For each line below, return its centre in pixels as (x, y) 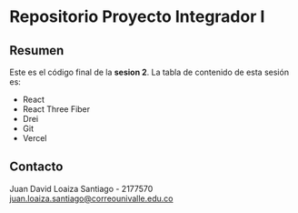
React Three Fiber (56, 109)
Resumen (37, 51)
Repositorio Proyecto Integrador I (137, 17)
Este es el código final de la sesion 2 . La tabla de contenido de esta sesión (149, 72)
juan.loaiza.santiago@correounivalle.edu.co (91, 198)
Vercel (35, 138)
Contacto (36, 167)
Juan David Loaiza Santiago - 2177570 (81, 188)
